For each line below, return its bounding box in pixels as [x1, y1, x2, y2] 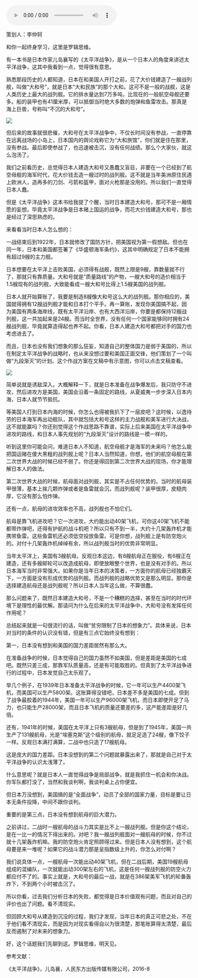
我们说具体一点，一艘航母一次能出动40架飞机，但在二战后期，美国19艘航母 [6, 858, 189, 865]
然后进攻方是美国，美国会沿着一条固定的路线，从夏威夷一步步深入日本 [16, 388, 187, 395]
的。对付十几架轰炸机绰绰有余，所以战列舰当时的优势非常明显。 [6, 540, 161, 547]
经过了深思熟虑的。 [11, 213, 58, 220]
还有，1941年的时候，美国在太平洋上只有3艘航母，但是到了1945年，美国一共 [6, 724, 192, 730]
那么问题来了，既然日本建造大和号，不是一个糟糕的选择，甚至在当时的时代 [6, 594, 187, 602]
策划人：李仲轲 [6, 31, 42, 38]
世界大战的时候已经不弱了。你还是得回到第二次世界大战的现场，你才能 [16, 458, 187, 464]
